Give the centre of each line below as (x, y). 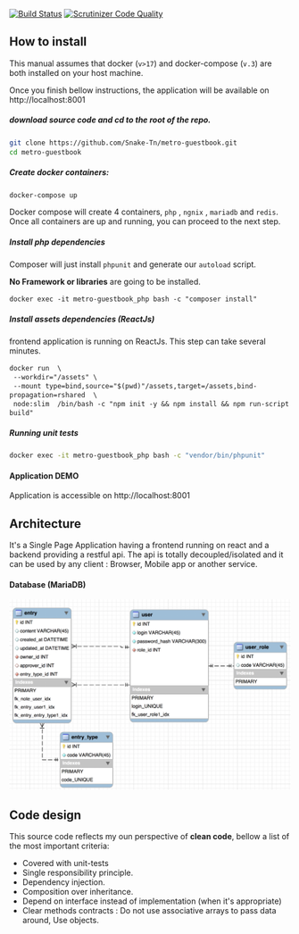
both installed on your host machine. (76, 72)
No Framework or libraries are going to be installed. (105, 282)
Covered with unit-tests (65, 863)
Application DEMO (44, 475)
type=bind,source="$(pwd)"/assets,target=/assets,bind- (151, 387)
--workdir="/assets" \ (55, 378)
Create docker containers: (59, 172)
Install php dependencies (57, 242)
